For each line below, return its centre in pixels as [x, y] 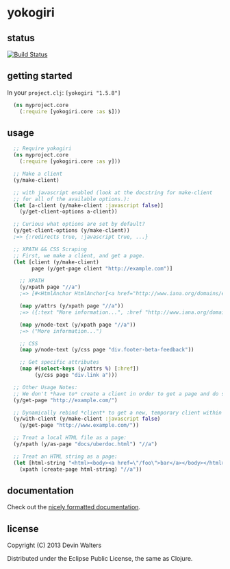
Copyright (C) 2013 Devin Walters [54, 545]
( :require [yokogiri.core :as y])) [70, 162]
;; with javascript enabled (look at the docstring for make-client [113, 193]
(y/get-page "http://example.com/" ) [65, 400]
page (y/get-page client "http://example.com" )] [102, 268]
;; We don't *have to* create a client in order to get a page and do [116, 394]
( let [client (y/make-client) [56, 262]
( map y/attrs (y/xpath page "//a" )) [72, 306]
